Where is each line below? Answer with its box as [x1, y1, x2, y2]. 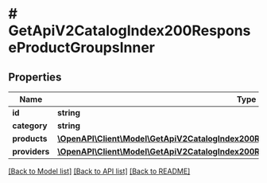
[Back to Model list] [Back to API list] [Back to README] [8, 166, 191, 176]
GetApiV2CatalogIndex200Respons [8, 21, 251, 40]
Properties [8, 70, 62, 84]
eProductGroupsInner [8, 39, 155, 56]
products [12, 133, 48, 144]
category [12, 120, 48, 131]
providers [12, 146, 50, 157]
